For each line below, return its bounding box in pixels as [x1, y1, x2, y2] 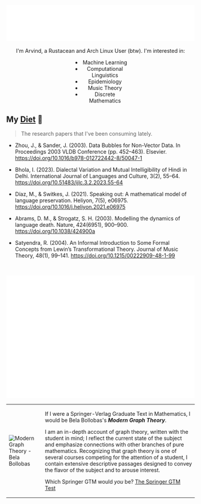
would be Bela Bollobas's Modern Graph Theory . [44, 416, 167, 424]
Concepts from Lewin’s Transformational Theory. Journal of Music [14, 245, 178, 253]
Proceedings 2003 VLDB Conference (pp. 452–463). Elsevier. [14, 148, 167, 155]
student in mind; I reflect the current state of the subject [44, 434, 182, 442]
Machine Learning [83, 59, 127, 66]
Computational [86, 65, 123, 72]
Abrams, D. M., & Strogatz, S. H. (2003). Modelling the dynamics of [14, 215, 181, 222]
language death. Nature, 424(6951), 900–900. [14, 221, 129, 229]
